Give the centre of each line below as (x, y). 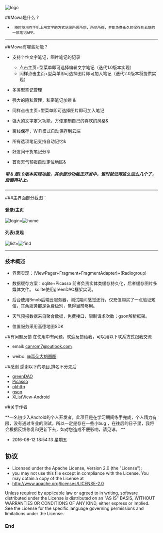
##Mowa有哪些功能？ (27, 47)
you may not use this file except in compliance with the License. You (80, 473)
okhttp (18, 386)
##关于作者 (16, 407)
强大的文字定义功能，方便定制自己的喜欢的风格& (60, 121)
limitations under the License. (34, 514)
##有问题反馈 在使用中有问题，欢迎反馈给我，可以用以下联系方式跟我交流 (78, 336)
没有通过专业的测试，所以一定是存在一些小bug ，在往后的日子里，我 (82, 423)
